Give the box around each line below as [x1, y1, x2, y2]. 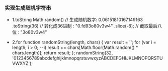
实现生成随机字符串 [5, 4, 51, 11]
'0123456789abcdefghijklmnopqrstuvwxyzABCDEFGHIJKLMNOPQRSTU [12, 55, 163, 61]
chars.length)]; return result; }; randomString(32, [12, 50, 113, 56]
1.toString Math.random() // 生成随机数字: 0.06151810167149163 [12, 16, 143, 23]
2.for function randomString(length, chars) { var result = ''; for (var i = [12, 39, 156, 45]
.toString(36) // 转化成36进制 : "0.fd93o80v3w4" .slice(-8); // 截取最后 [12, 23, 158, 29]
